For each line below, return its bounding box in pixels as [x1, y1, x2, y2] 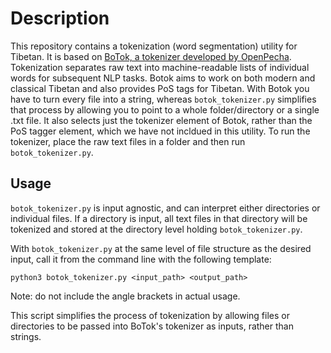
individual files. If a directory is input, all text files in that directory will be [10, 212, 308, 224]
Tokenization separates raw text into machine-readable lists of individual [10, 61, 310, 73]
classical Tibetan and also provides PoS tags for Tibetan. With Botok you [10, 82, 310, 94]
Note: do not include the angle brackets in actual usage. [10, 290, 241, 302]
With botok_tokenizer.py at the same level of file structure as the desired [10, 242, 312, 254]
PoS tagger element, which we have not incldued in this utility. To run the [10, 125, 311, 137]
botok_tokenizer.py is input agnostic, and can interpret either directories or [10, 202, 321, 214]
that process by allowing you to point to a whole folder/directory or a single [10, 103, 320, 116]
